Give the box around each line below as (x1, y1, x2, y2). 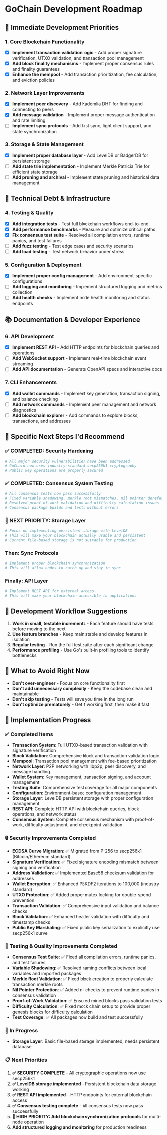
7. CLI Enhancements (5, 379, 57, 386)
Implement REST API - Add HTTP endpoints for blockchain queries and (12, 344, 159, 350)
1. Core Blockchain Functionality (5, 38, 84, 45)
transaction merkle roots (12, 981, 63, 987)
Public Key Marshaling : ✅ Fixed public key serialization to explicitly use (12, 924, 160, 930)
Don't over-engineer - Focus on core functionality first (12, 680, 125, 686)
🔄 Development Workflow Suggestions (5, 607, 128, 616)
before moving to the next (12, 626, 66, 632)
